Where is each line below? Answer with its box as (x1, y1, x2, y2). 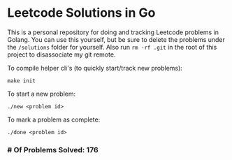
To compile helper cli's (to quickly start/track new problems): (7, 64, 183, 72)
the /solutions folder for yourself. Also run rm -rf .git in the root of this (7, 43, 217, 51)
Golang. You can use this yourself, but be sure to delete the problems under (7, 35, 226, 43)
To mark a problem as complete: (7, 115, 101, 124)
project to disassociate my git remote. (7, 50, 116, 59)
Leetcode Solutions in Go (7, 5, 156, 21)
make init (7, 77, 36, 85)
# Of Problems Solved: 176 (7, 145, 99, 154)
